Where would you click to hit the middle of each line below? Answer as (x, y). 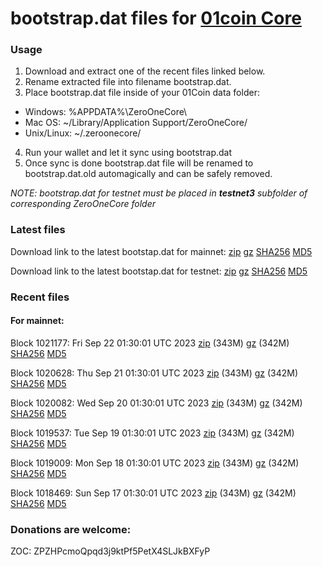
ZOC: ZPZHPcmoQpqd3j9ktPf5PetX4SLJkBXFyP (110, 551)
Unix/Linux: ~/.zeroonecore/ (83, 133)
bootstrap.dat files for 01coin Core (156, 18)
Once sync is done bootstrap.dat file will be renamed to (139, 163)
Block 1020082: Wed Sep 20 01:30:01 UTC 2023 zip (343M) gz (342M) (156, 403)
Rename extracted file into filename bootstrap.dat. (128, 82)
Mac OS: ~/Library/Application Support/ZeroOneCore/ (136, 123)
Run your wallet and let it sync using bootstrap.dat (128, 153)
